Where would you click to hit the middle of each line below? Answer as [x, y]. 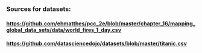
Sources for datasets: [39, 9]
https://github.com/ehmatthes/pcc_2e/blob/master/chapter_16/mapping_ [101, 23]
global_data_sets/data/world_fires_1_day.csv [64, 30]
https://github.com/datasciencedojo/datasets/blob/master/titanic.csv [96, 43]
